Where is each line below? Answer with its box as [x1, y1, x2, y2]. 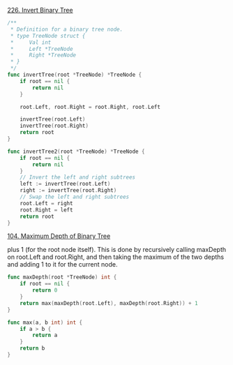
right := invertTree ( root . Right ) [20, 187, 117, 194]
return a [32, 332, 58, 339]
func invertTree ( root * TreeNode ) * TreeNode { [7, 71, 142, 78]
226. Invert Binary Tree [7, 6, 73, 14]
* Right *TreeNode [10, 52, 77, 59]
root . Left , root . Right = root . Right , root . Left [20, 103, 160, 110]
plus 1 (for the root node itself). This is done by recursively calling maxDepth [7, 246, 227, 254]
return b [20, 345, 45, 352]
